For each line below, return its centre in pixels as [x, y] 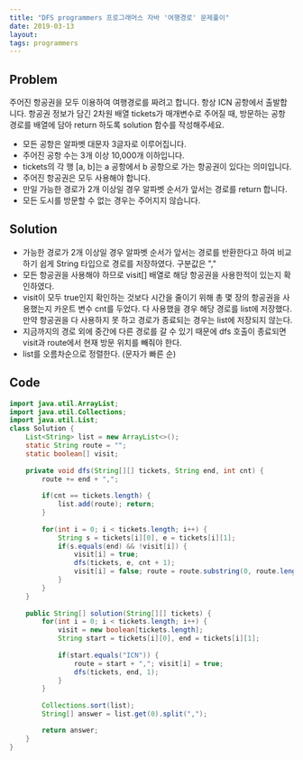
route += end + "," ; [80, 479]
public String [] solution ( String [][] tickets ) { [119, 613]
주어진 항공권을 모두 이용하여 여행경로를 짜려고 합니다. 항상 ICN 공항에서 [137, 102]
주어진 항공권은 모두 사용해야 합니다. [86, 178]
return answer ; [70, 730]
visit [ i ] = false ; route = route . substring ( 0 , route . [177, 571]
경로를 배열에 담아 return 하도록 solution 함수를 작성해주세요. [117, 125]
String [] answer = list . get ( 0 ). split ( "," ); [124, 714]
